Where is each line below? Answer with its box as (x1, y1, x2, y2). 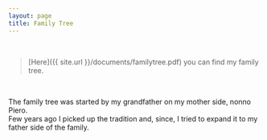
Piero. (8, 105, 28, 115)
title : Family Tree (8, 19, 74, 27)
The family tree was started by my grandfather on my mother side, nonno (8, 97, 252, 106)
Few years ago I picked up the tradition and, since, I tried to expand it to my (8, 113, 258, 123)
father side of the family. (8, 122, 90, 132)
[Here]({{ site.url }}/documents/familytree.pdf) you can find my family (27, 57, 259, 67)
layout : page (8, 11, 52, 20)
